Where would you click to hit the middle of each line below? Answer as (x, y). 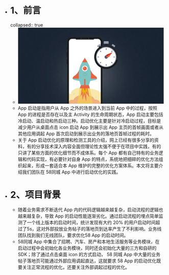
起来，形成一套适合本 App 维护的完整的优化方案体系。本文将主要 (91, 166)
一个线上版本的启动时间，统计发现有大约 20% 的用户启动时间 (91, 222)
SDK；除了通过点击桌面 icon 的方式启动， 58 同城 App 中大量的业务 (89, 255)
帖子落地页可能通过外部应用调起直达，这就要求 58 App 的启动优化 (87, 261)
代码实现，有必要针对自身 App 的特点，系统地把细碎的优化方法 (93, 159)
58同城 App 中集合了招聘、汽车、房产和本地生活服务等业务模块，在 (89, 242)
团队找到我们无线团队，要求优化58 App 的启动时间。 (73, 235)
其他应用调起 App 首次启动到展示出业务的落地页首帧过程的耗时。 (86, 134)
